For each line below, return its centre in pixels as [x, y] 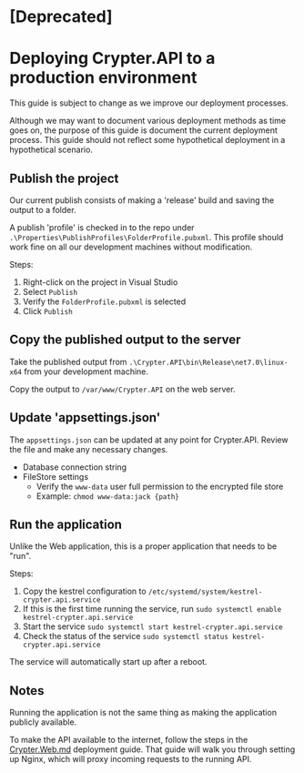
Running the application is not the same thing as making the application [143, 713]
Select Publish [50, 291]
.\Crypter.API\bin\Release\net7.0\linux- [208, 362]
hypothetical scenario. [51, 150]
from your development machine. [86, 371]
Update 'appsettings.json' [85, 417]
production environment [103, 78]
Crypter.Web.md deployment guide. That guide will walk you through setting [152, 749]
